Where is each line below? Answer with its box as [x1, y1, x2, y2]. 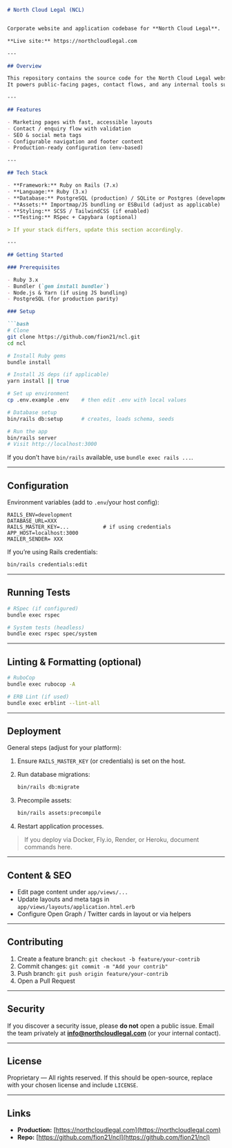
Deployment [7, 725, 61, 737]
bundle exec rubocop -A [7, 681, 76, 688]
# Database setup [7, 408, 57, 416]
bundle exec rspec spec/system [7, 630, 97, 637]
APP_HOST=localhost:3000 [7, 529, 79, 537]
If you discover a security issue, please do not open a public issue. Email [7, 1022, 215, 1030]
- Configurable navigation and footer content [7, 138, 144, 145]
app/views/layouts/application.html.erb [17, 903, 135, 910]
